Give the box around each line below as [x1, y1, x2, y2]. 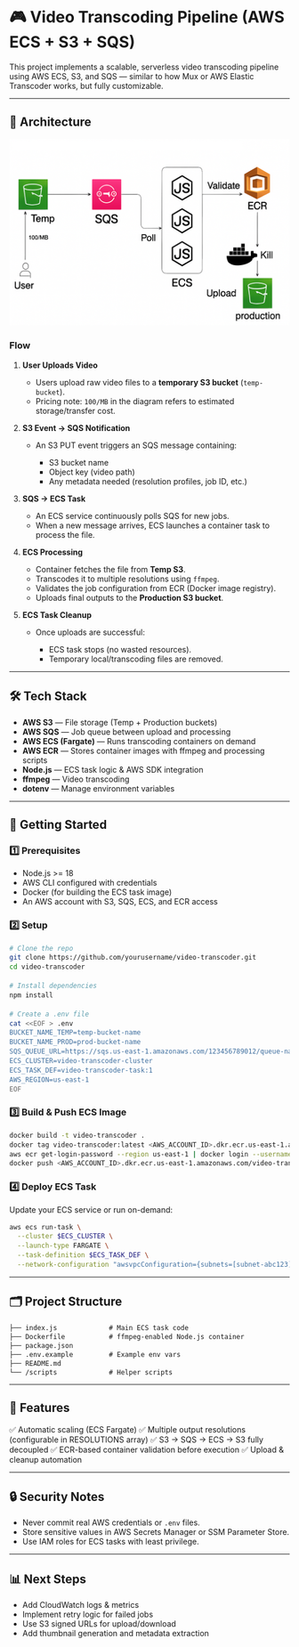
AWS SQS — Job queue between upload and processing [21, 726, 231, 737]
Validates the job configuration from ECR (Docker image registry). [35, 582, 277, 593]
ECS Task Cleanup [21, 609, 92, 620]
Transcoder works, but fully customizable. [9, 80, 164, 91]
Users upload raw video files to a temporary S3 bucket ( [35, 377, 244, 387]
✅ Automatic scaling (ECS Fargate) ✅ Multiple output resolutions [9, 1424, 246, 1434]
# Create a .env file [9, 1010, 90, 1018]
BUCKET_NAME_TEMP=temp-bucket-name [9, 1028, 141, 1037]
